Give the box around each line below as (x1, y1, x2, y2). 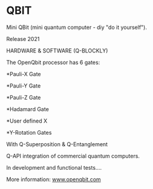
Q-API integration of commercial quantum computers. (6, 152, 140, 159)
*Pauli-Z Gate (6, 94, 41, 101)
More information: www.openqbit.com (6, 176, 101, 183)
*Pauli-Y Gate (6, 82, 41, 89)
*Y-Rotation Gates (6, 129, 52, 136)
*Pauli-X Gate (6, 70, 41, 77)
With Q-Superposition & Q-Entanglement (6, 140, 108, 148)
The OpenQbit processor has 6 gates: (6, 59, 100, 66)
